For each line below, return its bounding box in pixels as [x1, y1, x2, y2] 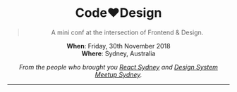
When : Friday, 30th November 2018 [66, 41, 171, 50]
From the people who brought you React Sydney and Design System [18, 63, 219, 71]
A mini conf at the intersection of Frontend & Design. [51, 28, 204, 37]
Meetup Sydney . [95, 70, 142, 79]
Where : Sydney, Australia [81, 49, 156, 58]
